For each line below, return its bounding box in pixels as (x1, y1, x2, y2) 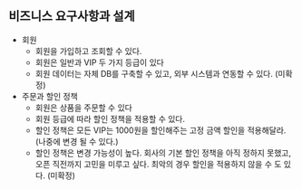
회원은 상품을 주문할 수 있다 (34, 102, 132, 113)
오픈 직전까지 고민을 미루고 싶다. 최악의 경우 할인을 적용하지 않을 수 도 (34, 158, 282, 169)
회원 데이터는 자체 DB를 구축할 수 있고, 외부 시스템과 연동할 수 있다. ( (34, 68, 278, 79)
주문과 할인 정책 (21, 90, 78, 101)
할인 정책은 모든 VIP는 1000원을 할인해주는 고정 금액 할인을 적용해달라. (34, 125, 287, 136)
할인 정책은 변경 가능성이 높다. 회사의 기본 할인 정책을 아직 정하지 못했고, (34, 147, 292, 158)
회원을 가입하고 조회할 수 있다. (34, 45, 142, 56)
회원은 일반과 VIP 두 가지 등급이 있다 (34, 57, 164, 68)
